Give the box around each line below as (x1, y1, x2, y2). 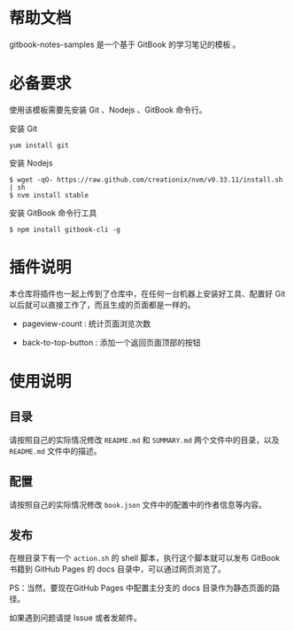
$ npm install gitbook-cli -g (9, 225, 121, 234)
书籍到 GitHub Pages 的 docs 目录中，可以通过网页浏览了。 (9, 564, 226, 574)
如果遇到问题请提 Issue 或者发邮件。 (9, 612, 142, 623)
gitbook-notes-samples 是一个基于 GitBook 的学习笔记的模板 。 (9, 39, 241, 50)
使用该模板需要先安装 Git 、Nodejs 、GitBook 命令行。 (9, 104, 207, 115)
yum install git (9, 141, 69, 150)
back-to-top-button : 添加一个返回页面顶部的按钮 (21, 337, 201, 347)
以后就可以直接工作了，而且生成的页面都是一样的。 (9, 299, 196, 310)
